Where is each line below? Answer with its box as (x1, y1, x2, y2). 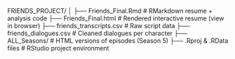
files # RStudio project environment (7, 44, 109, 52)
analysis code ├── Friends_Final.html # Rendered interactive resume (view (7, 14, 224, 22)
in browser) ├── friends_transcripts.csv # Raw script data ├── (7, 22, 190, 29)
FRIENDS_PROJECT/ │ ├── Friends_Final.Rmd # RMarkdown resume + (7, 7, 213, 15)
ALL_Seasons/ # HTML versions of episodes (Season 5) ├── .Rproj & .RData (7, 37, 229, 45)
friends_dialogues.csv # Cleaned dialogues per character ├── (7, 29, 188, 37)
